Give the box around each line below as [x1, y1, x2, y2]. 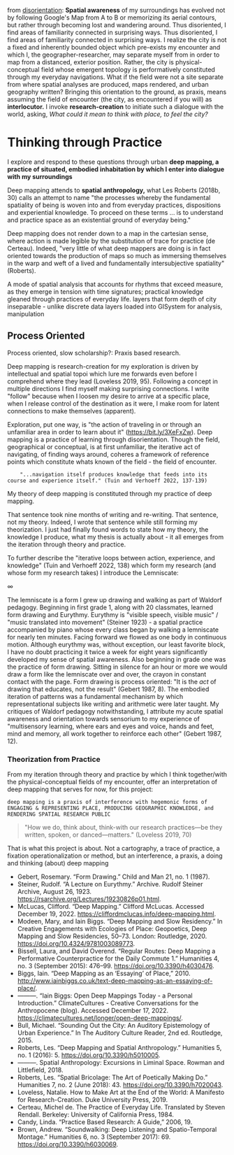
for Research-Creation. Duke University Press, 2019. [17, 1096, 168, 1104]
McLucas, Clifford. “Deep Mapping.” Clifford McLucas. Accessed [17, 902, 205, 911]
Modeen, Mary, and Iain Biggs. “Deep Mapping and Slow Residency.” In [17, 917, 223, 926]
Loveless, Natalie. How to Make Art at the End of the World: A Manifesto [17, 1088, 225, 1097]
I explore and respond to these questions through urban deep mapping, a [7, 157, 219, 166]
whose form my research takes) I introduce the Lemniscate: [7, 568, 180, 576]
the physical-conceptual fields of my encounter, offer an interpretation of [7, 778, 218, 786]
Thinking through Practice [7, 134, 163, 150]
